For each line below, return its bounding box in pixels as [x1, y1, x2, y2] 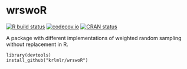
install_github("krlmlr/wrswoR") [6, 57, 88, 63]
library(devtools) [6, 52, 51, 58]
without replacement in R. [6, 41, 68, 48]
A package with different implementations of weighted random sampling [6, 34, 182, 41]
